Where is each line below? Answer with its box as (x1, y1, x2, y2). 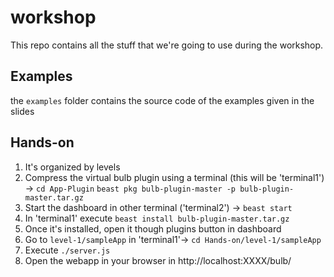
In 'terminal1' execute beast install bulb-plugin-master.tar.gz (24, 212, 290, 224)
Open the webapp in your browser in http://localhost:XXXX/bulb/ (24, 254, 292, 266)
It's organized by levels (24, 161, 121, 173)
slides (10, 105, 35, 117)
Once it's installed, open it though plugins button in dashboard (24, 222, 282, 235)
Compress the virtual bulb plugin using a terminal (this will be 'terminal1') (24, 171, 325, 183)
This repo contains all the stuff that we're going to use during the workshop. (10, 39, 324, 51)
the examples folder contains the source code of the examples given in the (10, 94, 315, 106)
